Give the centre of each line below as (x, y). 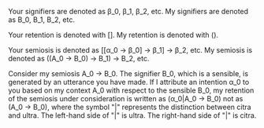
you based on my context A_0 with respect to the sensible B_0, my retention (131, 90)
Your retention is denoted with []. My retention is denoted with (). (113, 35)
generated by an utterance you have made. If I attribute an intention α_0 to (129, 82)
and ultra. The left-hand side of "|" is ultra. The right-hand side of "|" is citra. (132, 115)
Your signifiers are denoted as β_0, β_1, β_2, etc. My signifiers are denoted (128, 11)
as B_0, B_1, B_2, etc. (41, 20)
